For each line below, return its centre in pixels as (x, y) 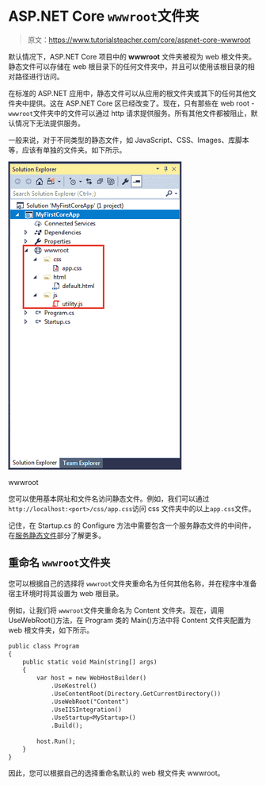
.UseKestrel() (74, 686)
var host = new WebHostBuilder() (92, 678)
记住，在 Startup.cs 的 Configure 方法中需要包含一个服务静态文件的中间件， (132, 525)
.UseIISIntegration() (86, 710)
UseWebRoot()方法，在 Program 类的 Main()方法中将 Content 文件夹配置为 (130, 620)
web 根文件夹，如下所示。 (51, 630)
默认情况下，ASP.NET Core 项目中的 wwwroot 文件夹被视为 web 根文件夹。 (132, 56)
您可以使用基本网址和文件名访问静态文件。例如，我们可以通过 (109, 498)
